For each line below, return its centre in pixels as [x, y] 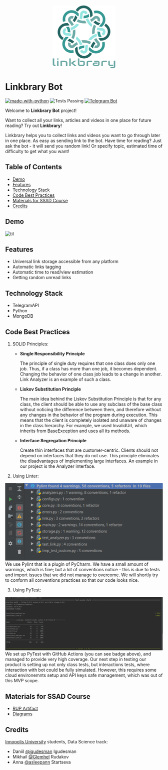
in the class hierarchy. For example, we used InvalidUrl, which [83, 425]
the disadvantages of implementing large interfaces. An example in [89, 461]
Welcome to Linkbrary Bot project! [41, 110]
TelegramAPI [25, 305]
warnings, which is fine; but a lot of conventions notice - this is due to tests [82, 570]
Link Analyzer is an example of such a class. [65, 379]
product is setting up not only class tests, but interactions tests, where [77, 665]
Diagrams [22, 714]
